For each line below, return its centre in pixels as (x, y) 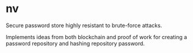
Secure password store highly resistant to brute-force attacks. (84, 25)
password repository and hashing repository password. (75, 43)
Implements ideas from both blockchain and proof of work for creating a (96, 37)
